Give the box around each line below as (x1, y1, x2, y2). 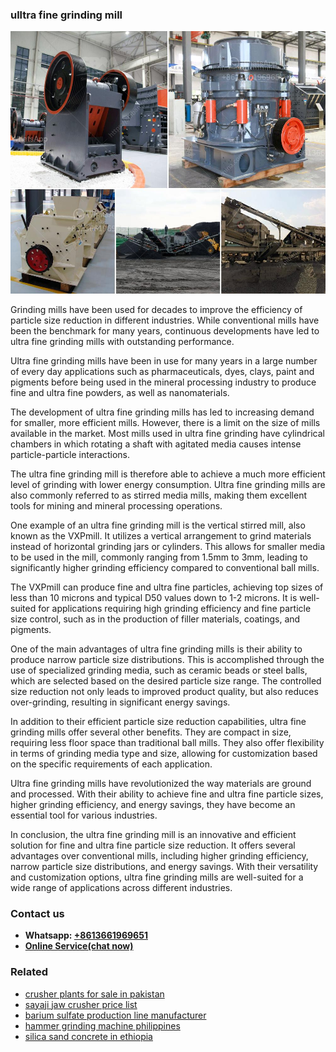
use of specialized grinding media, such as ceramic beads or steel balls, (10, 664, 308, 676)
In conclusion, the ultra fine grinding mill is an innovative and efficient (10, 828, 297, 840)
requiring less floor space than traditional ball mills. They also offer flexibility (10, 736, 325, 748)
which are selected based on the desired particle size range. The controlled (10, 674, 322, 687)
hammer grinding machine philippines (24, 1019, 181, 1032)
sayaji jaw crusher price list (24, 998, 138, 1010)
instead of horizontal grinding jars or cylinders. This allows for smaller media (10, 540, 326, 552)
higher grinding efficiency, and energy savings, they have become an (10, 798, 296, 810)
